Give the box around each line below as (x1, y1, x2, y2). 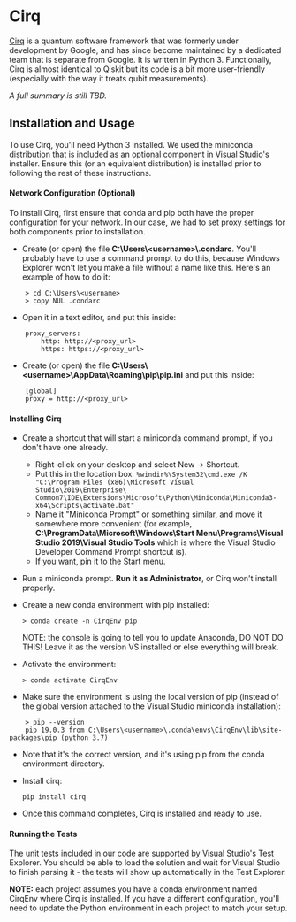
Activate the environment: (21, 659, 117, 670)
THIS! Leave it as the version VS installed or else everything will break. (21, 642, 279, 652)
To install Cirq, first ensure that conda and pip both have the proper (9, 207, 254, 218)
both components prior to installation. (9, 226, 146, 236)
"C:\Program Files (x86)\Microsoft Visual (34, 478, 194, 488)
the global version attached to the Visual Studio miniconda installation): (21, 701, 281, 711)
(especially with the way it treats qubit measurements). (9, 73, 209, 83)
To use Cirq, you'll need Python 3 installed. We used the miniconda (9, 139, 254, 150)
